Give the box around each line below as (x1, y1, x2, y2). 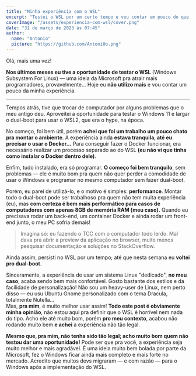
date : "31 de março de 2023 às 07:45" (6, 25, 100, 31)
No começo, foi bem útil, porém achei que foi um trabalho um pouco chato (6, 127, 188, 134)
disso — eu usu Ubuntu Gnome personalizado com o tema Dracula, (6, 290, 168, 297)
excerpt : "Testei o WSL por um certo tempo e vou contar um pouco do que (6, 14, 190, 20)
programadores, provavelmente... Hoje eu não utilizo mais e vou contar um (6, 81, 187, 88)
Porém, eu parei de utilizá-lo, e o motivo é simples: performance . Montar (6, 188, 182, 195)
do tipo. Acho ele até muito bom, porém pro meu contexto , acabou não (6, 315, 178, 322)
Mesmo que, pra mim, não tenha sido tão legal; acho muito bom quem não (6, 332, 188, 339)
